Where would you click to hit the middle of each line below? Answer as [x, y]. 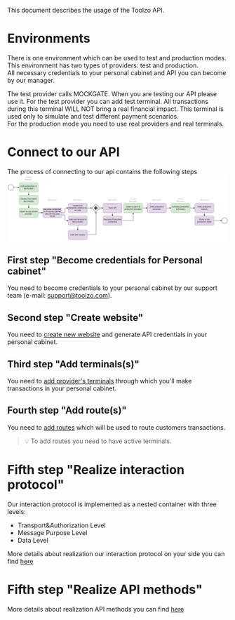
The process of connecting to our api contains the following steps [102, 171]
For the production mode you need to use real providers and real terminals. [116, 124]
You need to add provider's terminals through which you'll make [100, 381]
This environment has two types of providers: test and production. [103, 65]
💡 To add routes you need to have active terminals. [98, 441]
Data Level [33, 540]
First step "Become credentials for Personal [105, 260]
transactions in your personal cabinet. [62, 388]
